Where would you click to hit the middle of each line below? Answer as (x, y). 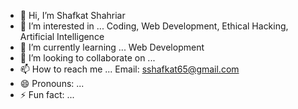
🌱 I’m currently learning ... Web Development (112, 47)
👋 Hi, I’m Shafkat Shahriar (72, 15)
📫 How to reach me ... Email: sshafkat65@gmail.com (129, 69)
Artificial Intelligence (62, 36)
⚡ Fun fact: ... (47, 94)
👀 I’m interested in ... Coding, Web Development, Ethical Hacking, (154, 26)
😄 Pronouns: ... (52, 83)
